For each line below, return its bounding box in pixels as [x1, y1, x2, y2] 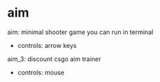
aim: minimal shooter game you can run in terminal [7, 28, 154, 36]
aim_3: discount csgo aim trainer [7, 54, 102, 63]
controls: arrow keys [17, 41, 77, 49]
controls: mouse [17, 68, 65, 76]
